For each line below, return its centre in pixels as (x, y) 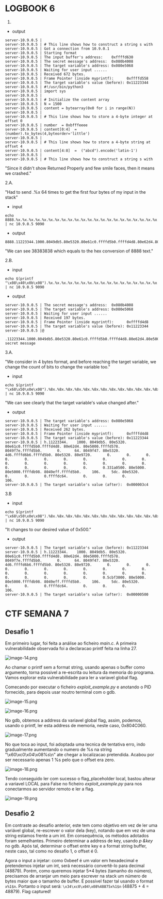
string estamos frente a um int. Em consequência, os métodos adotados (77, 835)
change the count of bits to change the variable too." (58, 366)
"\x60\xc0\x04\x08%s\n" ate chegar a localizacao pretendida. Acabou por (80, 754)
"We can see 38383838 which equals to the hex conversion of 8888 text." (79, 251)
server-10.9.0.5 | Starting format (41, 53)
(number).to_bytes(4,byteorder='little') (48, 133)
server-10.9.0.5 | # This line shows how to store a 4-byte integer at (79, 117)
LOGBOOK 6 (30, 8)
